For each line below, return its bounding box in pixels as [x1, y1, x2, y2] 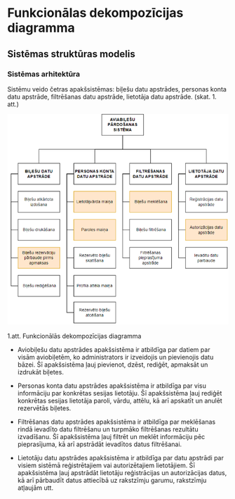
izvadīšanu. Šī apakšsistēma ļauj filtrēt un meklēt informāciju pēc [17, 432, 206, 441]
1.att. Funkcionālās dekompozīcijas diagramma [7, 331, 142, 340]
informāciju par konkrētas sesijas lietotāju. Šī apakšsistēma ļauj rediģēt [17, 389, 222, 397]
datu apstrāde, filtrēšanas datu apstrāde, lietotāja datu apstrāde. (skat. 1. [7, 92, 217, 101]
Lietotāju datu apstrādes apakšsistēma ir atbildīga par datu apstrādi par [17, 453, 224, 462]
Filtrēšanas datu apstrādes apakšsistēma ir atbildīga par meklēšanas [17, 417, 216, 426]
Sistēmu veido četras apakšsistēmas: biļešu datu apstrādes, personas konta [7, 84, 227, 93]
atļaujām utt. [17, 484, 54, 492]
